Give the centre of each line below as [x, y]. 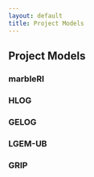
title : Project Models [46, 23]
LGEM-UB [28, 143]
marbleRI [27, 79]
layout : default [35, 16]
